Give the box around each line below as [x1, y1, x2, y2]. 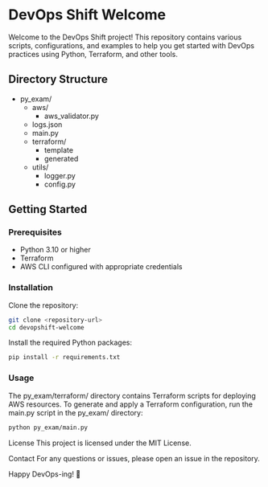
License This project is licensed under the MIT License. [8, 438, 192, 448]
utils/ [31, 162, 49, 172]
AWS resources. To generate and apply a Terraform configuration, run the [8, 399, 254, 409]
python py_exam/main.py [8, 424, 89, 432]
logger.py [43, 170, 76, 180]
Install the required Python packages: [8, 338, 133, 347]
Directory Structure [8, 72, 109, 86]
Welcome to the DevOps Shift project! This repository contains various [8, 32, 242, 42]
